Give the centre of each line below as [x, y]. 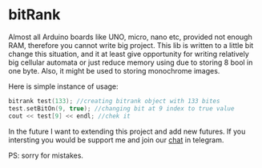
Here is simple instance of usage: [63, 86]
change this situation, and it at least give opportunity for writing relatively [129, 54]
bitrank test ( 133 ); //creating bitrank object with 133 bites [114, 101]
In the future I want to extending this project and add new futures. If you [127, 131]
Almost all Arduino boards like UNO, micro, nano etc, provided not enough [130, 37]
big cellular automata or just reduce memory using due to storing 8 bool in [131, 62]
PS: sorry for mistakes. [46, 155]
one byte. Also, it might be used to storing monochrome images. [114, 70]
